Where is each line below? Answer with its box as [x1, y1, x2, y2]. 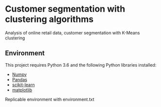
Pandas [12, 76, 28, 82]
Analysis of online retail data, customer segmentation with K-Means [5, 30, 140, 36]
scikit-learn [12, 82, 35, 88]
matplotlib [12, 87, 32, 93]
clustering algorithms [5, 14, 94, 25]
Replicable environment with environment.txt [5, 96, 95, 102]
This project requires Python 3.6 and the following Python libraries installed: [5, 62, 157, 68]
